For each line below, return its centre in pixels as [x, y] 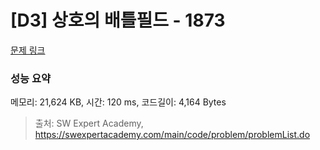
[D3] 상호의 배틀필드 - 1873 [118, 20]
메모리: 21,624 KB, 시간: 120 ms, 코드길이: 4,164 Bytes [118, 102]
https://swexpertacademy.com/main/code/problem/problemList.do [172, 135]
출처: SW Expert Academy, [89, 123]
